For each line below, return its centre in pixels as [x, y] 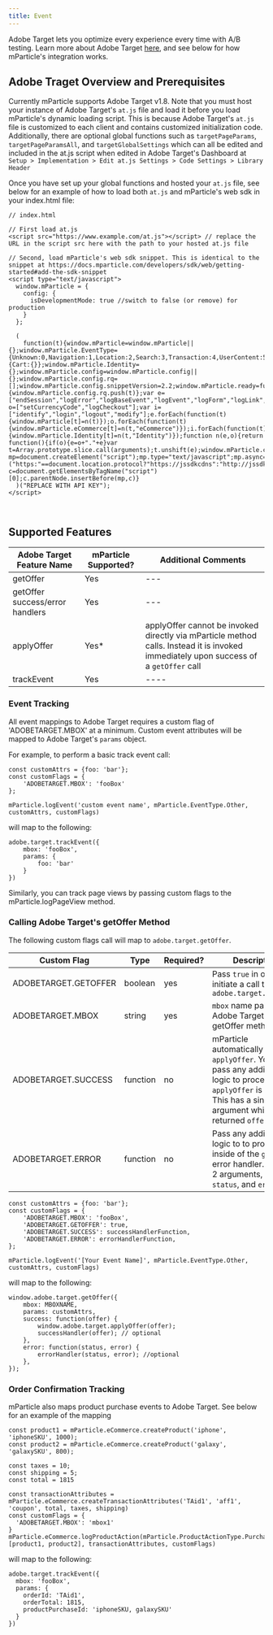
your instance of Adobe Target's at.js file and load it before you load [125, 110]
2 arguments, [237, 1174]
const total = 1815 [41, 1481]
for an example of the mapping [60, 1415]
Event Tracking [39, 704]
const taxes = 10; [39, 1466]
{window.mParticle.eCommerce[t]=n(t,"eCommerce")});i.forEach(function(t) [138, 429]
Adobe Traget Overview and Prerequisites [117, 82]
